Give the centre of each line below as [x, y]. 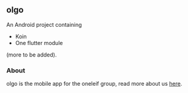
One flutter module [39, 43]
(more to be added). [32, 55]
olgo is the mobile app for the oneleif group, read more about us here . [94, 84]
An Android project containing [44, 24]
